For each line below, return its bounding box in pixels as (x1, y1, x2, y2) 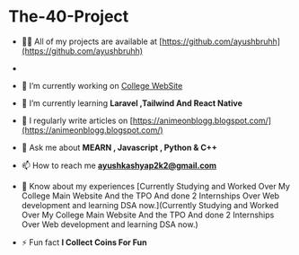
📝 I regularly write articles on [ (21, 115, 134, 126)
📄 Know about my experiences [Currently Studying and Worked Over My (21, 180, 291, 191)
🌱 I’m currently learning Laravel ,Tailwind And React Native (21, 97, 243, 109)
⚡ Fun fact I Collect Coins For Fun (21, 236, 147, 248)
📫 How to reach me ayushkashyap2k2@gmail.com (21, 160, 217, 171)
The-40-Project (8, 6, 129, 27)
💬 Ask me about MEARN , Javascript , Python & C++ (21, 142, 217, 153)
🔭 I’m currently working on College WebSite (21, 80, 183, 91)
